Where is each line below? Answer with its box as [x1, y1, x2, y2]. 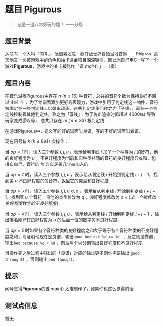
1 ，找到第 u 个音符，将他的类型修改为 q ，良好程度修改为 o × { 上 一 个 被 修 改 [5, 194, 156, 200]
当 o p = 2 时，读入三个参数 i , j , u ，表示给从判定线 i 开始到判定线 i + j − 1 [5, 171, 149, 177]
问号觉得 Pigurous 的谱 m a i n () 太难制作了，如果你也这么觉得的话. [5, 286, 135, 292]
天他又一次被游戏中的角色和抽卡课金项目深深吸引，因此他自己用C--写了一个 [5, 57, 158, 63]
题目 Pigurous [5, 4, 62, 15]
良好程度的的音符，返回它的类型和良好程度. [23, 177, 110, 184]
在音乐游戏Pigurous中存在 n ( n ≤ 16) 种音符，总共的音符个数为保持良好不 [5, 93, 152, 99]
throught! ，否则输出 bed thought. [5, 256, 75, 262]
